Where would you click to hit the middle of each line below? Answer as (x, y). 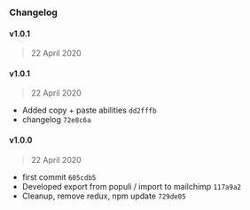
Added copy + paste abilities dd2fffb (89, 110)
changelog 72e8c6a (56, 120)
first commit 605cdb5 (59, 177)
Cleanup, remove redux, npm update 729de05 (104, 196)
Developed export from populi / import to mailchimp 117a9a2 (132, 186)
